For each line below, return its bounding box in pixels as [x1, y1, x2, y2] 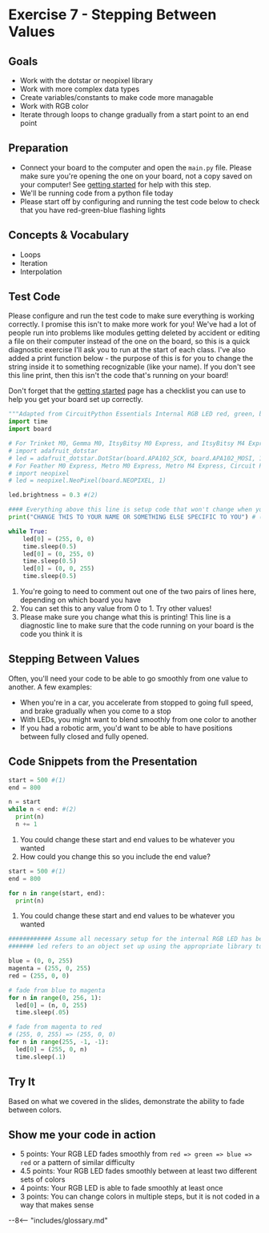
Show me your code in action [8, 1127, 156, 1142]
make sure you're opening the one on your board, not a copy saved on [19, 171, 253, 181]
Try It [8, 1075, 36, 1089]
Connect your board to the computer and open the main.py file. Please [19, 163, 252, 172]
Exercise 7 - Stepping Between [8, 6, 217, 24]
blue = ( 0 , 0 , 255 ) [8, 957, 74, 966]
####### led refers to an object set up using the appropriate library [8, 942, 252, 950]
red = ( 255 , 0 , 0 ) [8, 971, 70, 980]
